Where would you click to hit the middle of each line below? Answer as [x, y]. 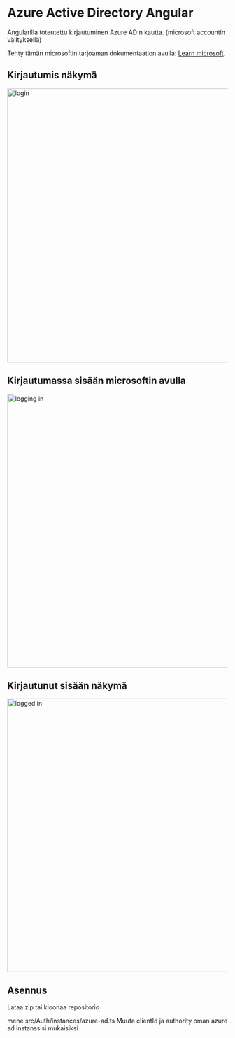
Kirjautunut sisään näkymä [67, 686]
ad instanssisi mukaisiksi [43, 1028]
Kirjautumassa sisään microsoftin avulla [97, 381]
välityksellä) [24, 39]
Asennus [27, 990]
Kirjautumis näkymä [52, 75]
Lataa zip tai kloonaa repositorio [54, 1007]
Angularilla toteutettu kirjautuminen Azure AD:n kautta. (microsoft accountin [116, 32]
